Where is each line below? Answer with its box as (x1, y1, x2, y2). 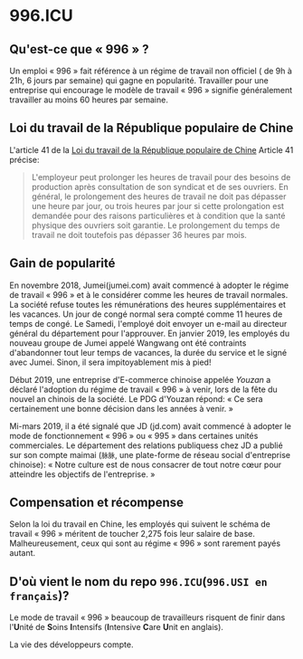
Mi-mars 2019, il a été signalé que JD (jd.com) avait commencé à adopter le (9, 420, 292, 431)
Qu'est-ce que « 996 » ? (9, 42, 149, 57)
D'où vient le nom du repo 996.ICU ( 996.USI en (9, 574, 269, 589)
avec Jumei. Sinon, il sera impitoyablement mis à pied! (9, 357, 212, 368)
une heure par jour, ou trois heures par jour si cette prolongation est (31, 200, 285, 211)
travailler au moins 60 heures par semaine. (9, 94, 169, 105)
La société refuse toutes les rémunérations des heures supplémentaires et (9, 299, 287, 310)
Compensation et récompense (9, 495, 184, 511)
